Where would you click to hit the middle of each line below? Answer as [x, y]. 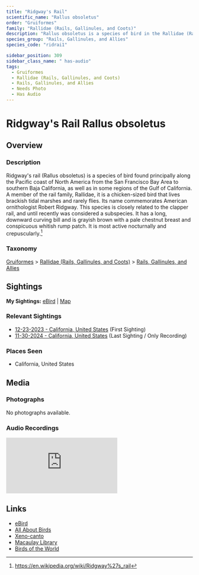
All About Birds [33, 529]
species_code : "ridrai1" [37, 45]
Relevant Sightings [34, 316]
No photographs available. [38, 412]
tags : [13, 67]
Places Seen [24, 351]
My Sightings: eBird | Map [38, 301]
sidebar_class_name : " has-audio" [49, 61]
